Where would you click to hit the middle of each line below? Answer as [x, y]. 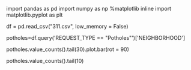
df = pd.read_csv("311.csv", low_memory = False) [67, 26]
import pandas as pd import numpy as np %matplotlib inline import [89, 9]
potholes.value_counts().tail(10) [45, 61]
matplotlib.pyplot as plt [35, 15]
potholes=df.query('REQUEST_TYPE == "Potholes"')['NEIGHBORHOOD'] [96, 38]
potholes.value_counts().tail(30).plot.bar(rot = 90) [68, 49]
